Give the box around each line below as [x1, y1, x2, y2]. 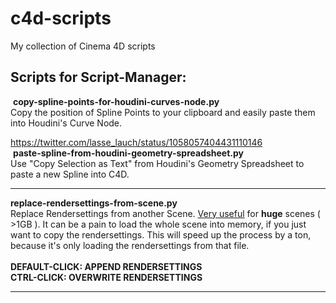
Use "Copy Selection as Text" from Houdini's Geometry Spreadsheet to [10, 157, 305, 169]
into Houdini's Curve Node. [10, 117, 123, 129]
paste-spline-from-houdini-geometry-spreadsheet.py [12, 147, 244, 159]
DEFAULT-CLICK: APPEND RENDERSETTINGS [10, 260, 203, 272]
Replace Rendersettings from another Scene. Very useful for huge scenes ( [10, 207, 321, 219]
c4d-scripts [10, 7, 112, 30]
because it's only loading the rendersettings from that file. [10, 239, 250, 251]
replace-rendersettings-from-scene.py [10, 197, 178, 209]
